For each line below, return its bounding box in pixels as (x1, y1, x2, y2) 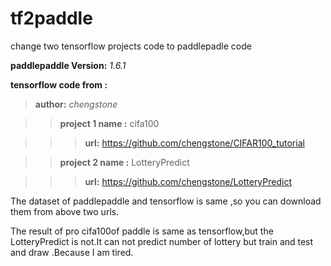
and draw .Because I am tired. (10, 246, 134, 258)
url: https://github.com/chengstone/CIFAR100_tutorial (84, 137, 305, 149)
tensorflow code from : (10, 78, 108, 91)
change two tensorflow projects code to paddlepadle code (10, 40, 252, 52)
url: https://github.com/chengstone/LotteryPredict (84, 175, 292, 187)
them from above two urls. (10, 205, 120, 217)
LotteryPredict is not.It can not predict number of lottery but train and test (10, 235, 314, 247)
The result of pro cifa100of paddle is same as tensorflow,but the (10, 225, 274, 237)
